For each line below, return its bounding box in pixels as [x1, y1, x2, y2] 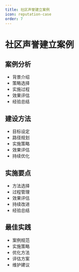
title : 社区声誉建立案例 [5, 7, 50, 12]
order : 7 [5, 16, 23, 21]
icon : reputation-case [5, 12, 52, 17]
